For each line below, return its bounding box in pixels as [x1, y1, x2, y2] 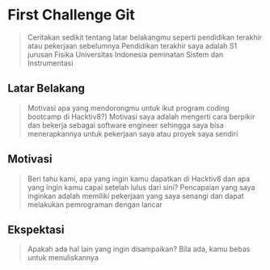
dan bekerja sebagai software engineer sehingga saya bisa [27, 120, 224, 130]
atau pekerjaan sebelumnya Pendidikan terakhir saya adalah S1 [27, 40, 238, 50]
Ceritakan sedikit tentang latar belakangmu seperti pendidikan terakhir [27, 32, 263, 42]
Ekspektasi [7, 222, 65, 236]
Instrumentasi [27, 58, 74, 68]
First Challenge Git [7, 6, 135, 24]
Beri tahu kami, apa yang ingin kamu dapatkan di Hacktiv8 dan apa [27, 174, 251, 184]
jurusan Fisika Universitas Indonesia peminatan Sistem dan [27, 49, 224, 59]
